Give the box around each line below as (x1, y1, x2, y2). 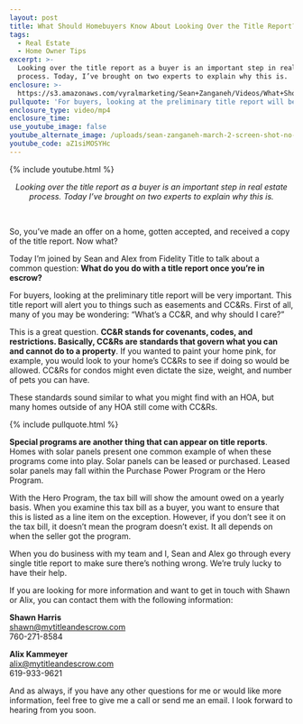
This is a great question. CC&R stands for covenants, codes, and (9, 326, 253, 337)
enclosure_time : (9, 114, 70, 123)
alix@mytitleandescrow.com (9, 658, 115, 669)
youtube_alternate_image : (9, 131, 106, 140)
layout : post (9, 13, 59, 23)
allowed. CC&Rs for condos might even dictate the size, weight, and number (9, 365, 292, 376)
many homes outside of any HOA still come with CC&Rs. (9, 401, 218, 412)
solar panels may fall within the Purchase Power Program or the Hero (9, 465, 266, 476)
